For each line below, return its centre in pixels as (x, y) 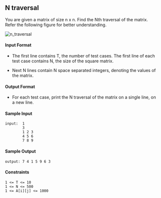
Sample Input (19, 113)
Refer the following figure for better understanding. (56, 25)
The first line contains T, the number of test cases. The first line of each (83, 56)
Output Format (20, 86)
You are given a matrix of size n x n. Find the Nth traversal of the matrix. (77, 19)
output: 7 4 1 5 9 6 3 (28, 161)
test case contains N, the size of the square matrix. (63, 61)
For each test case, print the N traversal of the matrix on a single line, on (84, 97)
